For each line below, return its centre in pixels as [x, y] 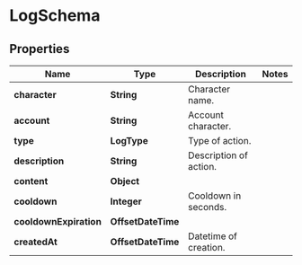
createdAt [36, 242]
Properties [40, 49]
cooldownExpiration [58, 221]
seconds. [208, 207]
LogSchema [55, 16]
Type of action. [220, 141]
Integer [126, 201]
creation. [207, 247]
